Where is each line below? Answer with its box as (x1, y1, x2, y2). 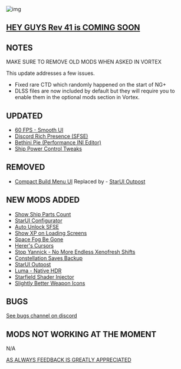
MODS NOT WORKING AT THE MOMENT (6, 329, 157, 339)
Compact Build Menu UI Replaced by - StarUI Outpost (14, 177, 146, 185)
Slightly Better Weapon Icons (14, 279, 85, 286)
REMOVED (6, 162, 45, 172)
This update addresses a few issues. (6, 70, 96, 77)
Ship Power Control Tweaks (14, 145, 83, 153)
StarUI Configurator (14, 217, 63, 224)
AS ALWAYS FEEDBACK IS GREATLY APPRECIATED (6, 357, 131, 364)
